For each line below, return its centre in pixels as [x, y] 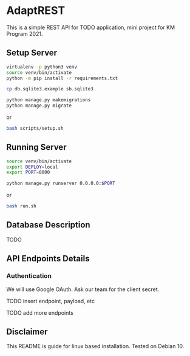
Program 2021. [25, 33]
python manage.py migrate [39, 106]
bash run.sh [21, 206]
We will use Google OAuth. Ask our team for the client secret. [83, 289]
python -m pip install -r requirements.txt [62, 78]
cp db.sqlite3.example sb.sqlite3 [50, 89]
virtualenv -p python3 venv [42, 67]
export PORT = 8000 [28, 173]
